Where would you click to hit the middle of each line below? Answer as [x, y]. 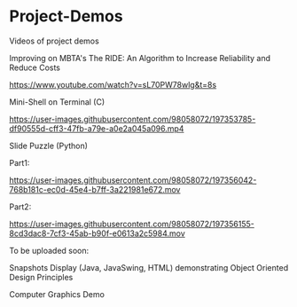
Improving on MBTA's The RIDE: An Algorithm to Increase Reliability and [140, 58]
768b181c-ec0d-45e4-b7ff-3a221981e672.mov [95, 189]
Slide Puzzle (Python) [49, 146]
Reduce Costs [35, 67]
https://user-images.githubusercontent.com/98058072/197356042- [133, 180]
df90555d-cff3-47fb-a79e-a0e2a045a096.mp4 [97, 128]
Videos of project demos [54, 41]
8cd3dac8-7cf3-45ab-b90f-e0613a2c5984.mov [98, 233]
